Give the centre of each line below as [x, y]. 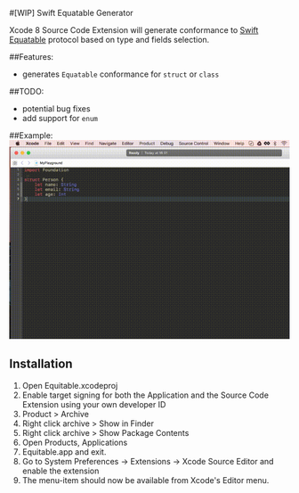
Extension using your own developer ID [94, 404]
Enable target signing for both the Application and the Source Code [145, 395]
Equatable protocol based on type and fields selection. [109, 40]
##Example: [31, 136]
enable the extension [61, 471]
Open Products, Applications [75, 442]
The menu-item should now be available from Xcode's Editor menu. [145, 480]
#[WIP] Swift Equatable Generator [71, 13]
